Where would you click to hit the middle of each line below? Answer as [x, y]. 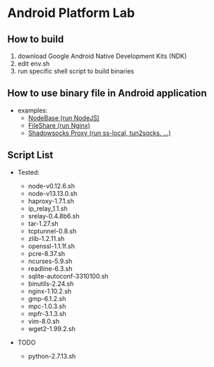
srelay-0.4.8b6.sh [54, 216]
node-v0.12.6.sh [52, 186]
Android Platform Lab [71, 13]
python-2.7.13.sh [52, 356]
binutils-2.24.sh [51, 284]
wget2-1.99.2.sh [52, 328]
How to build [36, 39]
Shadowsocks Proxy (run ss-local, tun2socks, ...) [100, 133]
